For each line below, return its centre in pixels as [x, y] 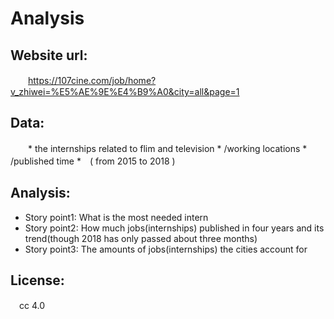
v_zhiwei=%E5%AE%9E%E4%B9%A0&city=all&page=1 [125, 91]
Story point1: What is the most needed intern [116, 217]
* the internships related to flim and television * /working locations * [167, 148]
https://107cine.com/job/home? [92, 80]
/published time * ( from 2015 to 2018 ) [93, 161]
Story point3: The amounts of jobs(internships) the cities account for [166, 249]
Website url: [49, 55]
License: [37, 280]
